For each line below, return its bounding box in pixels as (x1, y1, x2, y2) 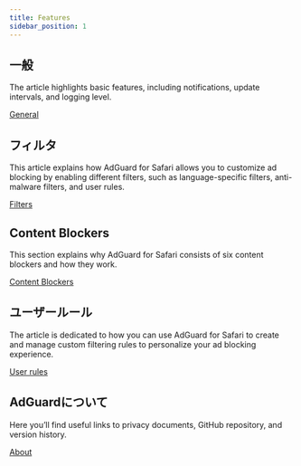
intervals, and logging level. (9, 91, 112, 102)
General (9, 109, 39, 120)
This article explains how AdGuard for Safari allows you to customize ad (9, 162, 277, 173)
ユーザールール (9, 305, 93, 320)
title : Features (9, 13, 71, 23)
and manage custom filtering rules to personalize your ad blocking (9, 338, 257, 349)
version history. (9, 429, 68, 440)
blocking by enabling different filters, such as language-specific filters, (9, 172, 273, 183)
